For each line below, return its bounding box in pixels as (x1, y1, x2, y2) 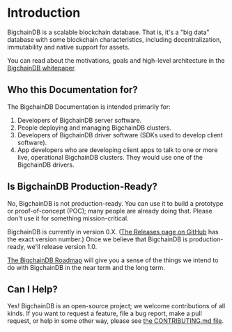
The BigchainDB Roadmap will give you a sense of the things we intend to (7, 256, 219, 264)
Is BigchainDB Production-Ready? (7, 181, 158, 193)
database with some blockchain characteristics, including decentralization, (7, 35, 222, 43)
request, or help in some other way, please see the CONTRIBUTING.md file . (7, 317, 224, 325)
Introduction (7, 5, 81, 21)
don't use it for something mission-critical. (7, 214, 129, 222)
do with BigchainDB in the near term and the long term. (7, 263, 165, 271)
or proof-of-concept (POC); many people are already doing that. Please (7, 206, 212, 215)
